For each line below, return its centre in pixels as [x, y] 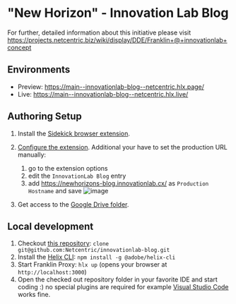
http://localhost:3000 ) [52, 272]
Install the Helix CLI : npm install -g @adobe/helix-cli [96, 257]
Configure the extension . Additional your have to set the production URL [122, 147]
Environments [39, 69]
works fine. [34, 295]
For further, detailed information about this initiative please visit [99, 32]
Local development [51, 226]
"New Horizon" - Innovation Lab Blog [118, 13]
